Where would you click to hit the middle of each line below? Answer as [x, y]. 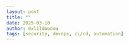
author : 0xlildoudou [33, 28]
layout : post [23, 12]
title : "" [19, 17]
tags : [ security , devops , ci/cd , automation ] [65, 34]
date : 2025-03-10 [28, 23]
